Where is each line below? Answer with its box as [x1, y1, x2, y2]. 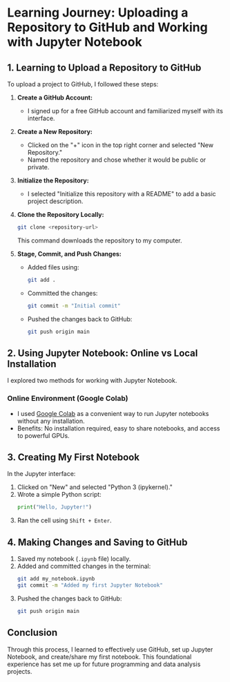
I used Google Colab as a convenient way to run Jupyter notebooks [17, 409, 209, 417]
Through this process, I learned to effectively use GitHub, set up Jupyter [7, 645, 213, 654]
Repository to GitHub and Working [7, 19, 209, 35]
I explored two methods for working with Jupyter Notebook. [7, 377, 178, 385]
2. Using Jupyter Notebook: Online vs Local [7, 347, 198, 359]
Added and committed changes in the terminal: [17, 562, 151, 571]
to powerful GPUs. [17, 431, 70, 439]
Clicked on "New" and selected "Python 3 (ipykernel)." [17, 483, 173, 491]
